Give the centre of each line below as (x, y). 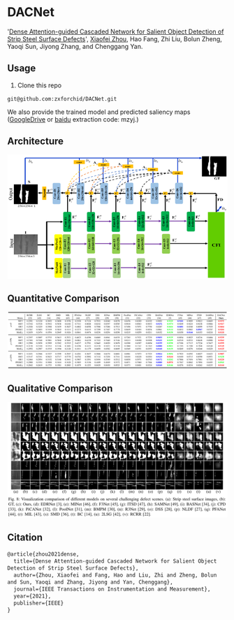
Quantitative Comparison (64, 298)
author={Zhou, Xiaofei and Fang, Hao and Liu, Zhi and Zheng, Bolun (115, 575)
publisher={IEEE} (39, 603)
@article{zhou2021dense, (43, 554)
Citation (25, 537)
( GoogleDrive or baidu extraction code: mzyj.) (73, 119)
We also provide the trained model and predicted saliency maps (99, 112)
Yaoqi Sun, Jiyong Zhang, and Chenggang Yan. (75, 46)
